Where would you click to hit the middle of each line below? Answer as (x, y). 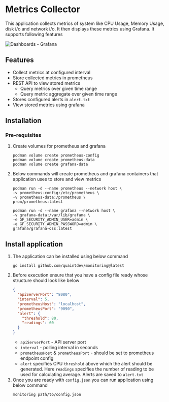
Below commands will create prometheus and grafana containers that (85, 174)
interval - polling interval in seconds (59, 347)
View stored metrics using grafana (48, 105)
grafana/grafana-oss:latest (42, 229)
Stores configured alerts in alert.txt (51, 99)
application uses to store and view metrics (57, 179)
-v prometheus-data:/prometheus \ (49, 197)
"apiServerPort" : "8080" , (45, 295)
